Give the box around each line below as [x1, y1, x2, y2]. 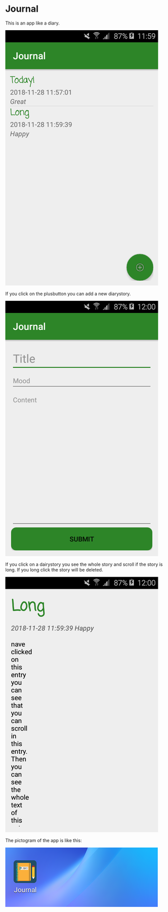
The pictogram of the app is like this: [5, 837, 82, 843]
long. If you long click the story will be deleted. [5, 566, 103, 572]
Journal [5, 3, 39, 15]
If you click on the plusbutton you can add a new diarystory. [5, 291, 131, 297]
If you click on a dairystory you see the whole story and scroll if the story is [5, 561, 163, 567]
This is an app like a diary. [5, 20, 60, 26]
